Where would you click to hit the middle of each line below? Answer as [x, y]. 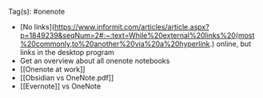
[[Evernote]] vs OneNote [60, 86]
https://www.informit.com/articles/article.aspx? [132, 27]
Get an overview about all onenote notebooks [95, 61]
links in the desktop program [67, 52]
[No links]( [37, 27]
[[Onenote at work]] [52, 69]
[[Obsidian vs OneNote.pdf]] [67, 78]
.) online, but [231, 44]
